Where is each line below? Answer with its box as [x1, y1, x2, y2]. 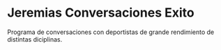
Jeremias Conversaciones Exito [7, 5, 195, 21]
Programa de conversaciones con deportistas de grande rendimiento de [7, 28, 215, 36]
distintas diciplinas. [7, 35, 63, 43]
